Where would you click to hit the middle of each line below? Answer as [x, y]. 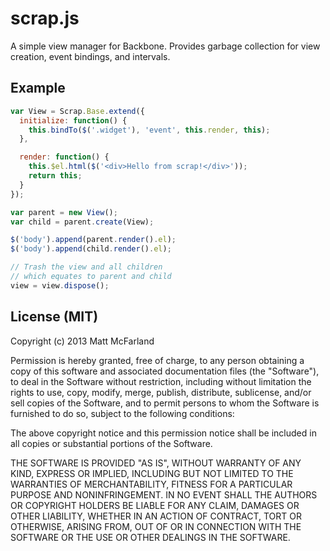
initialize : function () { [73, 120]
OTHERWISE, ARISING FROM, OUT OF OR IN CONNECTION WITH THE [156, 526]
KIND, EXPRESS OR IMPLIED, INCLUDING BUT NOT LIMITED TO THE [152, 473]
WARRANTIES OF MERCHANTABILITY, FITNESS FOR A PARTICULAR [151, 484]
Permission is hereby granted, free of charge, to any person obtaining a [157, 360]
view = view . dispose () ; [60, 285]
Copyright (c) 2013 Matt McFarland [82, 341]
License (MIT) [54, 317]
